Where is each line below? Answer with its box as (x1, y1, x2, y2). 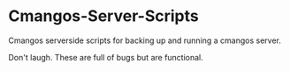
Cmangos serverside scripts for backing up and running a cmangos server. (8, 35, 282, 46)
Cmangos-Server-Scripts (8, 6, 200, 26)
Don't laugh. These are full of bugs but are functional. (8, 52, 204, 62)
